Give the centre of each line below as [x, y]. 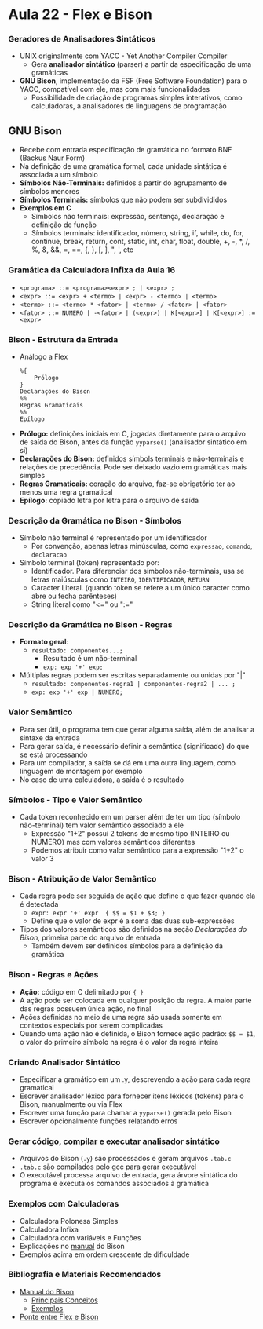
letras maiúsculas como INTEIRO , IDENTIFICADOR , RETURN [120, 579]
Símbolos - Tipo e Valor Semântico [75, 800]
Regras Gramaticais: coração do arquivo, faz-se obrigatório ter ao [127, 484]
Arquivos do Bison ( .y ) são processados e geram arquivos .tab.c [125, 1159]
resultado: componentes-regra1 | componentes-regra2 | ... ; [133, 685]
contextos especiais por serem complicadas [91, 1025]
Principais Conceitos [64, 1300]
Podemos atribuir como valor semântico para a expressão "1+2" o [138, 850]
